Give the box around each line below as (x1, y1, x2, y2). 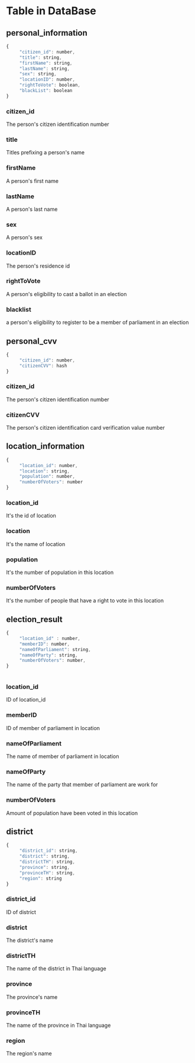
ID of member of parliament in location (6, 724, 100, 731)
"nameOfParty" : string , (19, 652, 78, 658)
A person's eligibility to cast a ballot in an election (6, 290, 127, 297)
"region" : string (19, 875, 62, 881)
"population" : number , (19, 474, 76, 480)
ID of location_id (6, 696, 46, 703)
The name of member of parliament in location (6, 753, 119, 760)
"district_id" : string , (19, 848, 78, 854)
